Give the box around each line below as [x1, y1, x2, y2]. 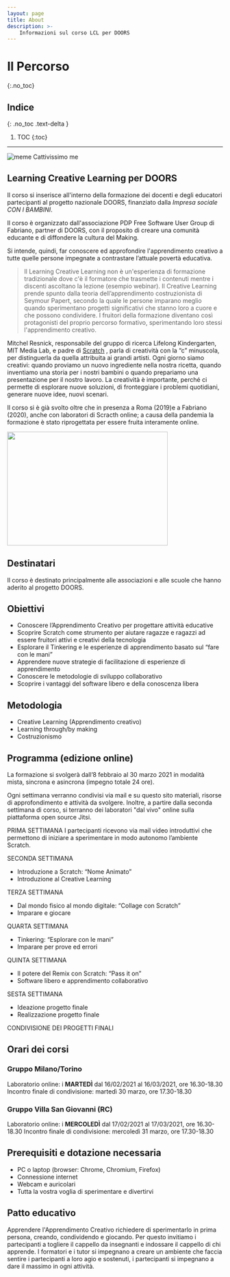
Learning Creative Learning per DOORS [7, 172, 178, 184]
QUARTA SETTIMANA [7, 922, 68, 931]
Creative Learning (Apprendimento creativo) [16, 718, 142, 726]
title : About [7, 16, 44, 23]
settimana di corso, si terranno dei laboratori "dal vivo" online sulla [7, 806, 195, 814]
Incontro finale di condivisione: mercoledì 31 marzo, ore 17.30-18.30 [23, 1127, 214, 1135]
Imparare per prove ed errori [16, 942, 98, 951]
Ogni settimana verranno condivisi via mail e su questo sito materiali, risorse [7, 791, 222, 800]
